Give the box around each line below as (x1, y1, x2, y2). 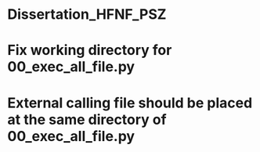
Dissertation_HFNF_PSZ (7, 5, 167, 24)
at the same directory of (7, 110, 167, 128)
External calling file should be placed (7, 94, 253, 111)
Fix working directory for (7, 42, 172, 60)
